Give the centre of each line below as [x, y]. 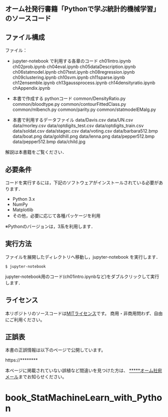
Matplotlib [23, 210]
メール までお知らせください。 [36, 377]
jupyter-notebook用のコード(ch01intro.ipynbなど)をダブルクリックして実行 [82, 276]
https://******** [22, 360]
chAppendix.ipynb [31, 88]
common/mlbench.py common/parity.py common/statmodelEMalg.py [84, 109]
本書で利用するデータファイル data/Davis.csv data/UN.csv [73, 120]
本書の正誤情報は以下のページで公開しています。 [55, 350]
